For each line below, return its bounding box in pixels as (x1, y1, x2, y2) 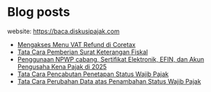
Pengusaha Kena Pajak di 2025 (17, 62, 107, 71)
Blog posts (7, 4, 70, 20)
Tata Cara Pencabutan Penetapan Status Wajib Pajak (17, 70, 169, 78)
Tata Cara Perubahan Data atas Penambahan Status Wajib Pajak (17, 77, 201, 85)
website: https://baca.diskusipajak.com (7, 27, 120, 35)
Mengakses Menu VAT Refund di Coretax (17, 40, 136, 48)
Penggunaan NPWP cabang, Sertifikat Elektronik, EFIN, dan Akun (17, 55, 205, 63)
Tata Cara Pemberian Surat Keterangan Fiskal (17, 48, 148, 56)
